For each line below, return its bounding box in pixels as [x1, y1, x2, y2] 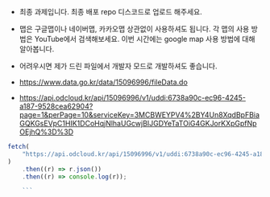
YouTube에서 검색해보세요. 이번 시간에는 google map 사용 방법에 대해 [34, 35, 255, 43]
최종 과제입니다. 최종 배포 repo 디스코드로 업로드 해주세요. [19, 7, 202, 16]
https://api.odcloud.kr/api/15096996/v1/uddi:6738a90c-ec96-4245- [19, 93, 247, 102]
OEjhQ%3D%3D [19, 127, 74, 137]
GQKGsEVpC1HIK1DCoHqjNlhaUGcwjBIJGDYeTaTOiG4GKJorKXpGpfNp [19, 119, 257, 128]
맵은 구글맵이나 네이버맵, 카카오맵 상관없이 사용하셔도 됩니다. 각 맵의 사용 [19, 24, 250, 34]
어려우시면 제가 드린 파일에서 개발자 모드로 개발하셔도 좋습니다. [19, 61, 218, 71]
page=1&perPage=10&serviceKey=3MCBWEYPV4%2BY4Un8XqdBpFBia [19, 110, 260, 119]
